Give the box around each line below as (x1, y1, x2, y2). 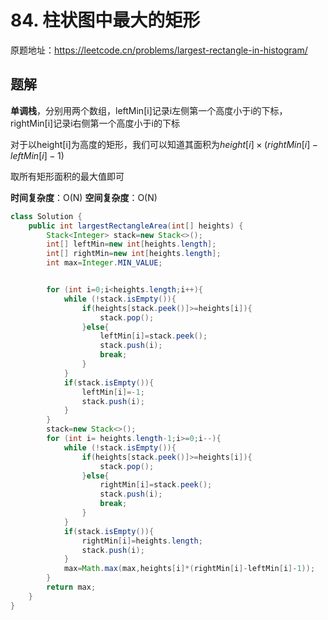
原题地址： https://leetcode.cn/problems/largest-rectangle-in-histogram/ (10, 44, 308, 56)
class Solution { (10, 211, 83, 221)
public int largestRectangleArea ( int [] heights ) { (28, 221, 244, 231)
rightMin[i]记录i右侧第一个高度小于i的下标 (10, 117, 180, 129)
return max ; (46, 582, 97, 592)
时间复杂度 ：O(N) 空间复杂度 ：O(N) (10, 191, 158, 203)
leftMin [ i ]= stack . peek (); (99, 331, 208, 341)
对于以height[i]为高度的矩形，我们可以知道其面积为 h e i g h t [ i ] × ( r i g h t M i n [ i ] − (10, 138, 319, 150)
